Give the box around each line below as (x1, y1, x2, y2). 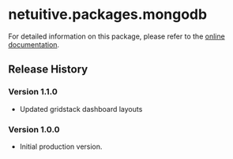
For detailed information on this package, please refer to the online (8, 31, 225, 41)
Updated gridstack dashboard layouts (19, 104, 143, 113)
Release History (8, 63, 88, 76)
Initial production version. (19, 142, 103, 151)
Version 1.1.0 (8, 87, 58, 98)
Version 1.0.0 (8, 124, 60, 135)
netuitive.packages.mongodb (8, 6, 208, 24)
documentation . (8, 39, 60, 49)
